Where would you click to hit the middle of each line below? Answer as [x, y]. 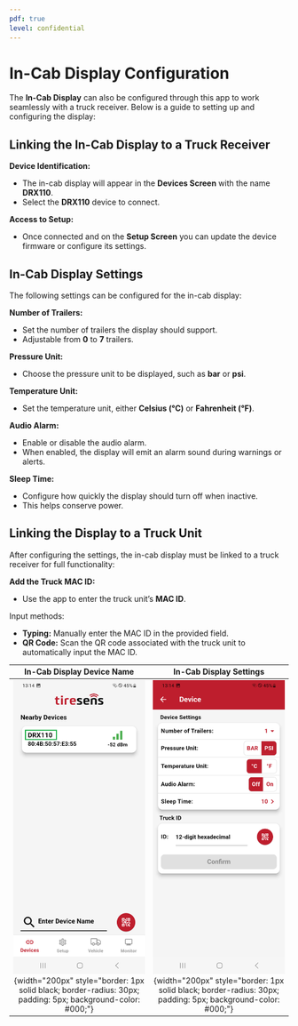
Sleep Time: [32, 479]
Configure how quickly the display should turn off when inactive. [140, 496]
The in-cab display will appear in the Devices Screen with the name [146, 183]
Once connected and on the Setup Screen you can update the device [149, 236]
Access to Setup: [41, 220]
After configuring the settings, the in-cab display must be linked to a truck [144, 555]
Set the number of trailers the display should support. [120, 330]
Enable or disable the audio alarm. [84, 443]
